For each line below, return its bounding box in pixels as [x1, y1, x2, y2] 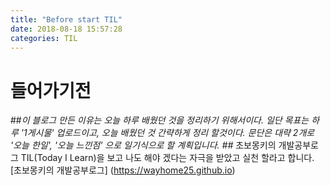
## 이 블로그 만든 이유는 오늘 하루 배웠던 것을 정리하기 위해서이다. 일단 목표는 [10, 114, 310, 126]
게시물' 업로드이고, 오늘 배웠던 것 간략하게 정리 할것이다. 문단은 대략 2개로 [26, 127, 315, 139]
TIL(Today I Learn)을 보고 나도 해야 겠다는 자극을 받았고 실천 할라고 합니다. [20, 152, 315, 164]
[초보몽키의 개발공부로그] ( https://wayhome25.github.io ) [10, 164, 236, 176]
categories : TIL [10, 33, 78, 43]
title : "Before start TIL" [10, 14, 123, 25]
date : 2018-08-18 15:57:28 [10, 24, 123, 34]
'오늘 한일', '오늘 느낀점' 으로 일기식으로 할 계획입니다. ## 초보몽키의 [10, 139, 277, 151]
